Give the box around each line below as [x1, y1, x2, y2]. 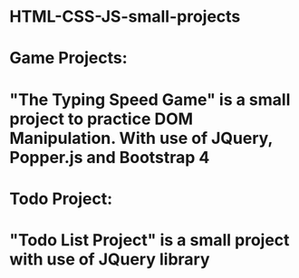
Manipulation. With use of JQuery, [9, 128, 274, 149]
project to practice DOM [9, 109, 193, 129]
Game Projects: [9, 48, 128, 69]
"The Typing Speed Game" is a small [9, 89, 291, 110]
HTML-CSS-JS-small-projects [9, 6, 241, 27]
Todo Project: [9, 188, 113, 209]
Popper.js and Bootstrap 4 [9, 147, 210, 168]
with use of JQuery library [9, 249, 210, 269]
